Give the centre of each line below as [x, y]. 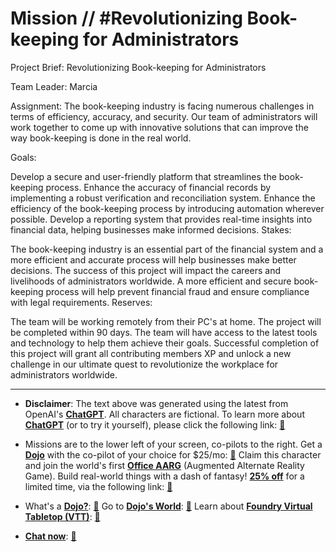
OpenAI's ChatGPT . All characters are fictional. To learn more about [164, 414]
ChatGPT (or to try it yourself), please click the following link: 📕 [155, 424]
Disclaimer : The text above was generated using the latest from [156, 403]
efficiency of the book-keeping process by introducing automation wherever [167, 208]
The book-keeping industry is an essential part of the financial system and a [167, 249]
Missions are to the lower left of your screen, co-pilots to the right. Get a [173, 444]
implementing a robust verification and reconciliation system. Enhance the [163, 198]
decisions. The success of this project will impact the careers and [145, 270]
